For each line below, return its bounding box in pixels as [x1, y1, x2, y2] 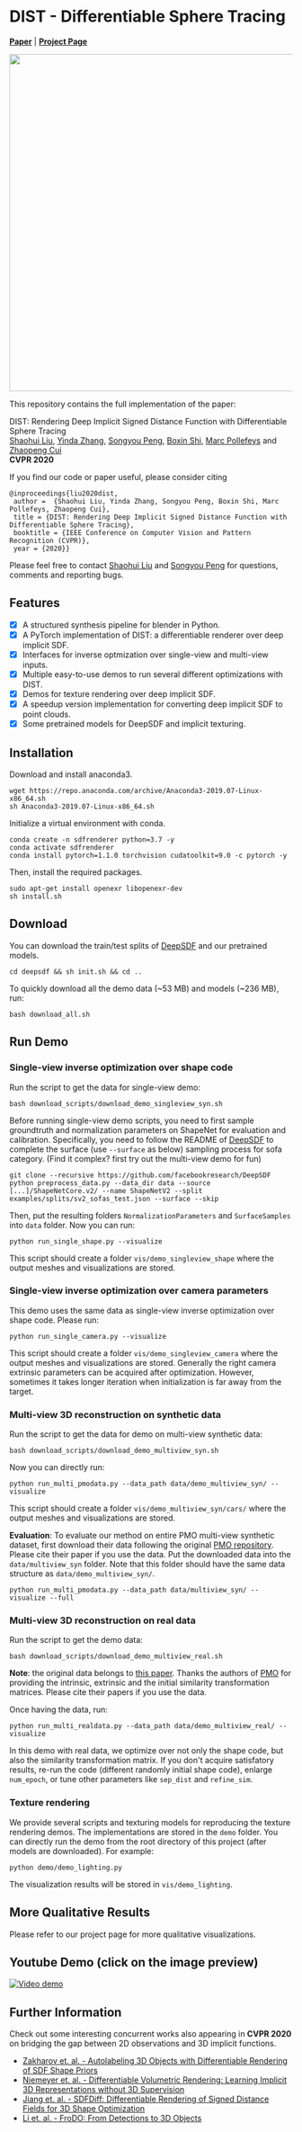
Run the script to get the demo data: [9, 1635, 144, 1646]
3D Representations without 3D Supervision [22, 2084, 185, 2095]
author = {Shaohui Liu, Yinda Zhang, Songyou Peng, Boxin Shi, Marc [13, 496, 280, 505]
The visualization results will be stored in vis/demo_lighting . [9, 1878, 233, 1889]
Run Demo [9, 1034, 69, 1049]
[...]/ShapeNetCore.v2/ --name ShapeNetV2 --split [9, 1186, 203, 1195]
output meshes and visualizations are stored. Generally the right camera [9, 1357, 277, 1368]
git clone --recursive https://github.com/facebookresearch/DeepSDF [9, 1171, 271, 1180]
